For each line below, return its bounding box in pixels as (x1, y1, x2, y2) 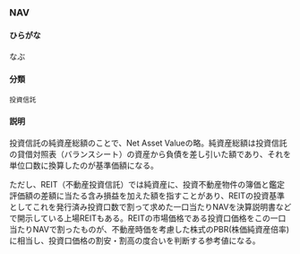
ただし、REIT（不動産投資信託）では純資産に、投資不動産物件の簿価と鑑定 (9, 179, 285, 189)
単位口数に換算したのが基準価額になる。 (9, 160, 159, 171)
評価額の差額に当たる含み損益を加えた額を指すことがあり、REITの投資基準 (9, 190, 285, 201)
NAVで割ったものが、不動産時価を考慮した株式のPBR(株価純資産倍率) (32, 223, 289, 234)
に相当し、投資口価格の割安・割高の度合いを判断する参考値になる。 (9, 235, 261, 246)
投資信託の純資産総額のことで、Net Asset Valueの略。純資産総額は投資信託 (9, 137, 288, 148)
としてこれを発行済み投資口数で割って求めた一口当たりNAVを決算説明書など (9, 201, 292, 212)
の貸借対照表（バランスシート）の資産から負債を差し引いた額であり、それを (9, 148, 292, 159)
